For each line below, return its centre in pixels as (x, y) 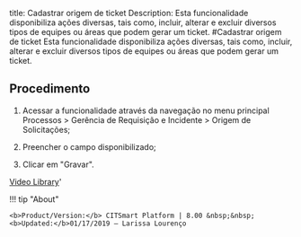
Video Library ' (35, 181)
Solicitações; (46, 129)
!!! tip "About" (34, 199)
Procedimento (50, 89)
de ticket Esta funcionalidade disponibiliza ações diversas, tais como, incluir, (151, 41)
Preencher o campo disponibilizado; (89, 146)
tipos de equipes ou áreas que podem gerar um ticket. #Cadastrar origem (146, 32)
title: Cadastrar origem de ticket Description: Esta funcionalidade (129, 13)
